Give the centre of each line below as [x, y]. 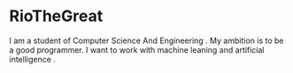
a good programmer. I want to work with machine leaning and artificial [137, 49]
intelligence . [32, 59]
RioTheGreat [56, 16]
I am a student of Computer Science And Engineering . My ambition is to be [146, 40]
